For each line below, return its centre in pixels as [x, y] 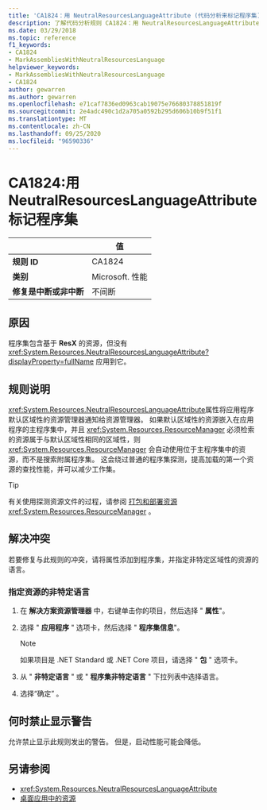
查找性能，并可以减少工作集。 [71, 469]
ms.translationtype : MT [48, 119]
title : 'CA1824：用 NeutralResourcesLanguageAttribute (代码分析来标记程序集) [134, 15]
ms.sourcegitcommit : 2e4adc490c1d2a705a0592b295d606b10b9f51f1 [115, 112]
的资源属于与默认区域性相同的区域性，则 [74, 440]
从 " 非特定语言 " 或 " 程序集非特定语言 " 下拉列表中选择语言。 [121, 677]
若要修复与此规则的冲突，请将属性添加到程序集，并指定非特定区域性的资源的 [133, 559]
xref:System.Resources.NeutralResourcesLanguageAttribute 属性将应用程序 [131, 410]
